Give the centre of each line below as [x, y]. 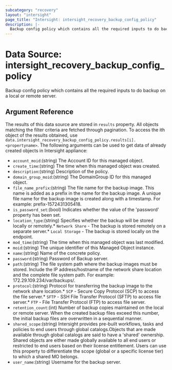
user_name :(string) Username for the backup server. [67, 362]
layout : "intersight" [28, 15]
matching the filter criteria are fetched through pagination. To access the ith [85, 130]
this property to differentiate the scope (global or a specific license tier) [88, 351]
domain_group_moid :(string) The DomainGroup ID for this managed [82, 177]
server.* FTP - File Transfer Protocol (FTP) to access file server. [79, 302]
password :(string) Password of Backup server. [60, 258]
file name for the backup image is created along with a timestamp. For [87, 198]
